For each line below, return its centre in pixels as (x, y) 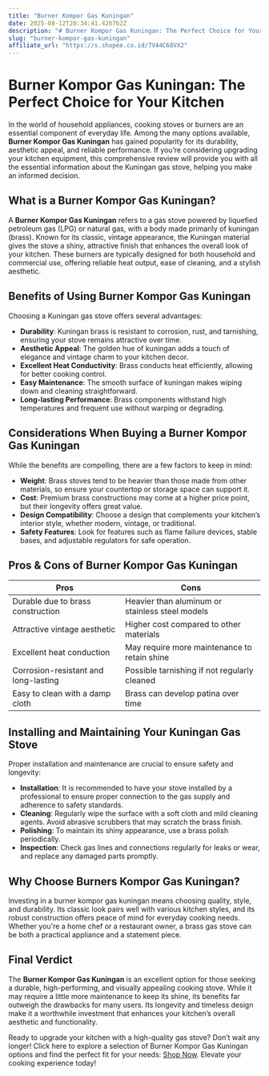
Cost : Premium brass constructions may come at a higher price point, (134, 497)
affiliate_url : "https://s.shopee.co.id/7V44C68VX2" (98, 46)
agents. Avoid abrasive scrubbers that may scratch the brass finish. (131, 822)
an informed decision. (44, 176)
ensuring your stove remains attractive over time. (101, 340)
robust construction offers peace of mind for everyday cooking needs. (124, 917)
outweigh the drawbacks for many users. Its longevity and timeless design (131, 1005)
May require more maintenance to (189, 648)
